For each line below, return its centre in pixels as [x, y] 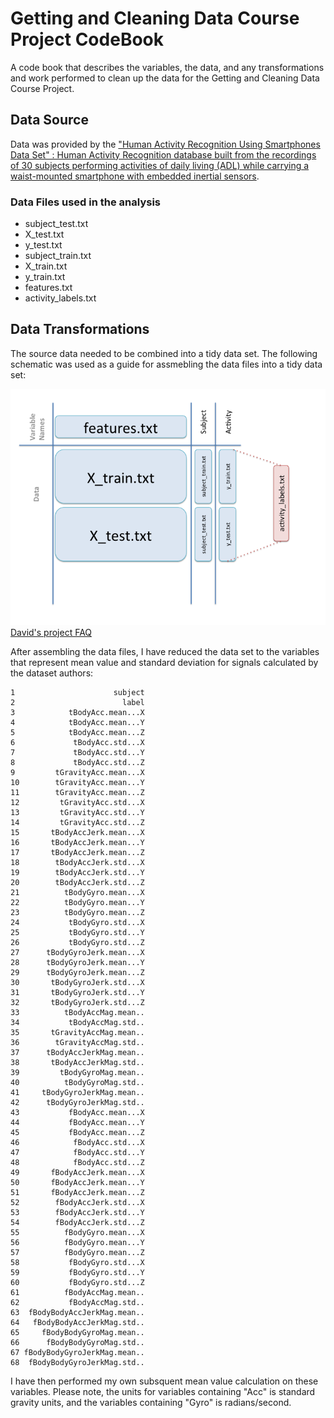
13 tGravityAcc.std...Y [77, 812]
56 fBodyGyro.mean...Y [77, 1242]
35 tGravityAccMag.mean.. [77, 1032]
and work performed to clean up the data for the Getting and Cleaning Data [165, 78]
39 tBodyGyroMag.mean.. [77, 1072]
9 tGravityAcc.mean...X [77, 772]
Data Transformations [80, 329]
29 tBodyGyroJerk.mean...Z [77, 972]
